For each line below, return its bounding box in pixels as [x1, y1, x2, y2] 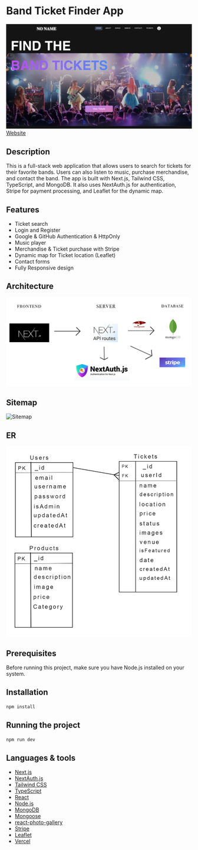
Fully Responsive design [14, 264, 74, 271]
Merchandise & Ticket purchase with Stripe [14, 245, 120, 252]
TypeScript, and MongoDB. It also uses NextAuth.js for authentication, [6, 181, 177, 189]
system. [6, 670, 25, 677]
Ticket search [14, 220, 48, 228]
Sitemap [6, 397, 38, 407]
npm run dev [6, 737, 35, 742]
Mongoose [14, 813, 41, 820]
